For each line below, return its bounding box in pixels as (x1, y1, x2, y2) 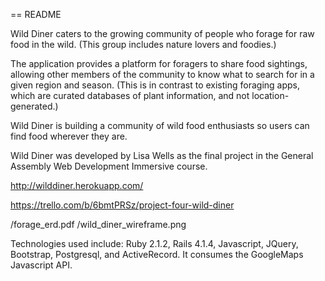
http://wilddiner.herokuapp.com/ (10, 180, 144, 191)
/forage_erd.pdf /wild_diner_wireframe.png (10, 219, 187, 230)
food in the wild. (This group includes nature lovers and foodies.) (10, 39, 277, 50)
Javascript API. (10, 259, 73, 271)
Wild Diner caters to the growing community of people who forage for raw (10, 28, 315, 39)
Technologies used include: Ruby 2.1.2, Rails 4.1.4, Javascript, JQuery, (10, 238, 299, 249)
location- (251, 90, 290, 101)
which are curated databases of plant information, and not (10, 90, 250, 101)
